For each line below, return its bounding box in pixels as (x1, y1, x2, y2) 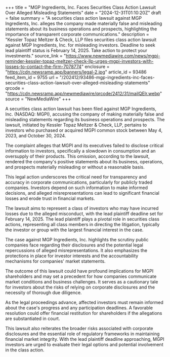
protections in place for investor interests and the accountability (5, 253, 139, 259)
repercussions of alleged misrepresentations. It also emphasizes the (5, 247, 148, 253)
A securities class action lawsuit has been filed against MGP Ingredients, (5, 106, 157, 112)
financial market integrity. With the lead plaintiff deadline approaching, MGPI (5, 336, 164, 342)
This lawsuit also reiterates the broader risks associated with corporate (5, 326, 153, 331)
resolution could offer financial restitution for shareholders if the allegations (5, 310, 162, 316)
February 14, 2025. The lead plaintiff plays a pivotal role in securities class (5, 216, 159, 222)
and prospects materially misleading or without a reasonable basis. (5, 164, 145, 170)
